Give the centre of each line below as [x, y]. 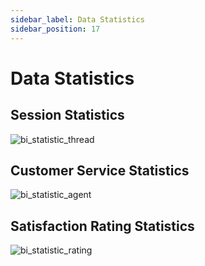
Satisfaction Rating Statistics [102, 226]
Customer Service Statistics [100, 170]
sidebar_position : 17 [55, 29]
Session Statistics [67, 115]
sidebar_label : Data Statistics [77, 19]
